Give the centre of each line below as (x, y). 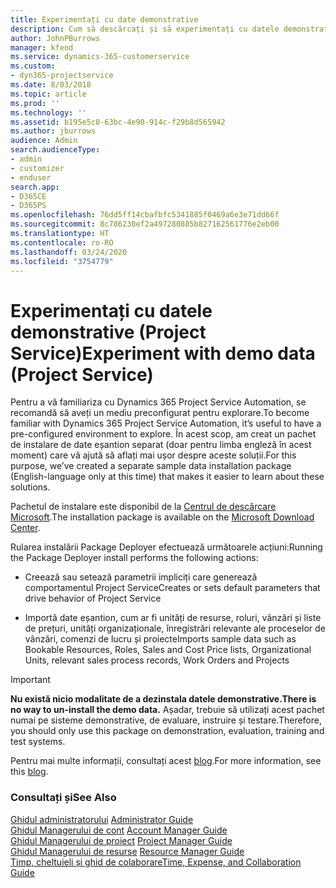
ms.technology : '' (48, 112)
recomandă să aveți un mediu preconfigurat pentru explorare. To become (160, 413)
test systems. (38, 742)
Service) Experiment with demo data (163, 353)
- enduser (31, 177)
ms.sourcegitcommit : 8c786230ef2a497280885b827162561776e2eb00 (145, 224)
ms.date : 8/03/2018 (51, 85)
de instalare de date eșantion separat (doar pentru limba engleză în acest (161, 445)
